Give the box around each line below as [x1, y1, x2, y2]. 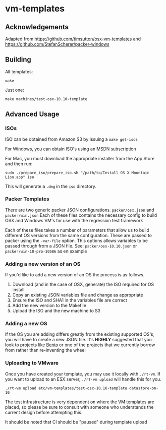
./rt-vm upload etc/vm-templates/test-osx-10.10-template [5, 385, 127, 391]
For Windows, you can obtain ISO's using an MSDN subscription [5, 146, 136, 152]
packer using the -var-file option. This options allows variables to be [5, 238, 148, 244]
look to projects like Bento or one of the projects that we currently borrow [5, 342, 155, 348]
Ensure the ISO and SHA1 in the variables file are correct [12, 297, 127, 303]
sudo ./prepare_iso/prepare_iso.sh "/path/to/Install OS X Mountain [5, 170, 150, 175]
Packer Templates [5, 195, 50, 202]
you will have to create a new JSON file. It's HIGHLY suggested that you [5, 337, 152, 343]
